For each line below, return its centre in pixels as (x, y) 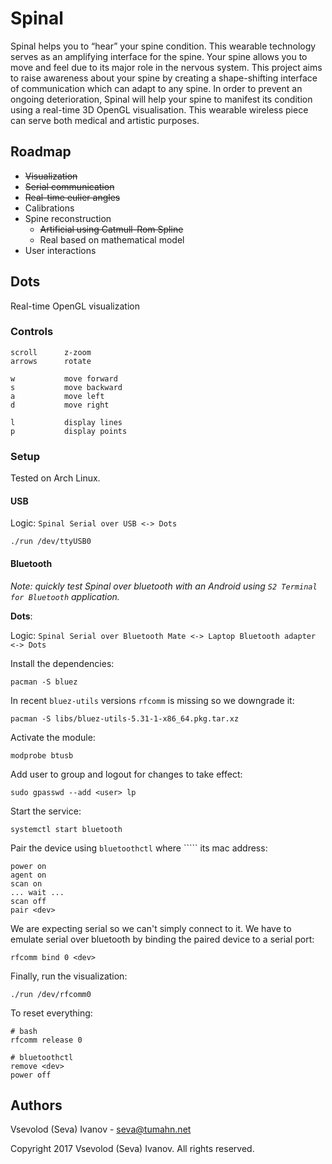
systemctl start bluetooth (66, 829)
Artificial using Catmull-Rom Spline (111, 229)
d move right (60, 405)
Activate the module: (53, 737)
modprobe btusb (42, 755)
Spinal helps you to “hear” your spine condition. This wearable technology (163, 46)
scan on (26, 883)
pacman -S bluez (44, 682)
